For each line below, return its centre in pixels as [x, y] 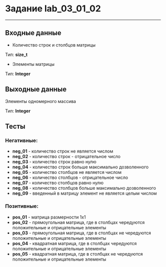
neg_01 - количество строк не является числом [63, 151]
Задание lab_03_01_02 [53, 9]
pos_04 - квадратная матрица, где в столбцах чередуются [74, 243]
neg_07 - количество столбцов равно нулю [58, 183]
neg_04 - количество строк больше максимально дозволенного [81, 167]
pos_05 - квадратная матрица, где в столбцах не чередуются [78, 254]
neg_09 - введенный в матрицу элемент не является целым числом [84, 193]
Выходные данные [36, 89]
